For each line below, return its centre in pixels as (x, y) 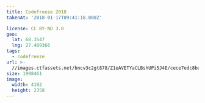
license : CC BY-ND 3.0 (35, 28)
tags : (13, 51)
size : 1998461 (24, 73)
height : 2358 (28, 91)
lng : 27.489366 (31, 45)
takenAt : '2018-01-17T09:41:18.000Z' (54, 18)
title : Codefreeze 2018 (37, 12)
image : (15, 79)
